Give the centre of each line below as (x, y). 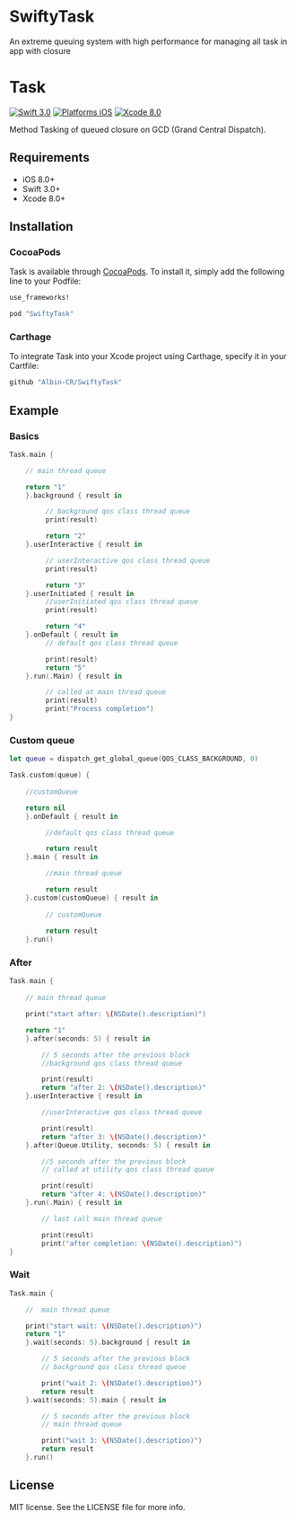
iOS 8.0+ (39, 179)
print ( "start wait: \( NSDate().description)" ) (114, 1326)
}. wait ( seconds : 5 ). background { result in (108, 1343)
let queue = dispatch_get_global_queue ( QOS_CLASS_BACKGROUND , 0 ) (134, 759)
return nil (46, 808)
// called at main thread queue (106, 692)
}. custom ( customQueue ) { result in (92, 898)
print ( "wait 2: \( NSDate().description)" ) (122, 1383)
